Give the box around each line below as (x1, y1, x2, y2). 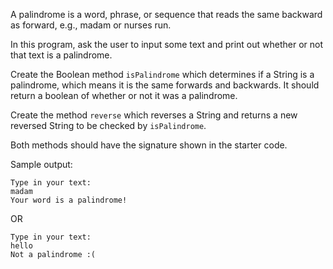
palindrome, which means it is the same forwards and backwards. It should (10, 79, 320, 91)
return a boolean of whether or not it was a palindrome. (10, 90, 238, 101)
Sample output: (10, 159, 73, 170)
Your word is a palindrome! (10, 195, 128, 205)
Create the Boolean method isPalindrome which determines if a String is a (10, 69, 315, 80)
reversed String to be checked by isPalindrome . (10, 120, 207, 131)
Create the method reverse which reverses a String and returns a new (10, 109, 298, 121)
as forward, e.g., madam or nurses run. (10, 19, 172, 31)
